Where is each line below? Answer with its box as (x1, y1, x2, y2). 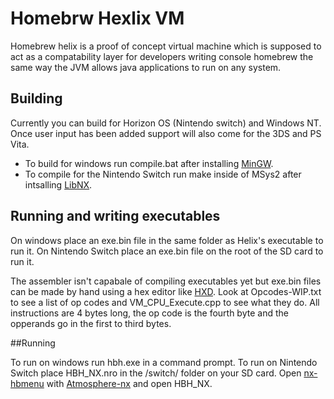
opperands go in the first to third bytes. (10, 317, 172, 329)
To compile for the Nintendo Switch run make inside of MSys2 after (24, 168, 302, 180)
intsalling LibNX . (24, 178, 93, 191)
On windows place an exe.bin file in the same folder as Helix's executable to (10, 234, 324, 246)
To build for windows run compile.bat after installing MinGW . (24, 157, 274, 169)
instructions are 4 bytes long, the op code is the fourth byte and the (10, 307, 289, 319)
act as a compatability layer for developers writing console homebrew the (10, 50, 314, 62)
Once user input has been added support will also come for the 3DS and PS (10, 127, 322, 139)
